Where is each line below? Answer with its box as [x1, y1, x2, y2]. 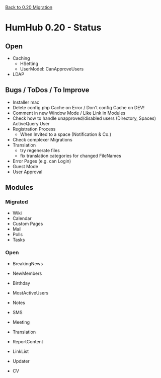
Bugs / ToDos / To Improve [5, 86, 90, 95]
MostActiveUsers [12, 289, 49, 296]
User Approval [12, 169, 43, 175]
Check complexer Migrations [12, 136, 73, 142]
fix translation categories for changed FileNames [20, 153, 122, 159]
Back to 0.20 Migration [5, 5, 53, 10]
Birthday [12, 280, 30, 286]
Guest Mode [12, 163, 39, 169]
